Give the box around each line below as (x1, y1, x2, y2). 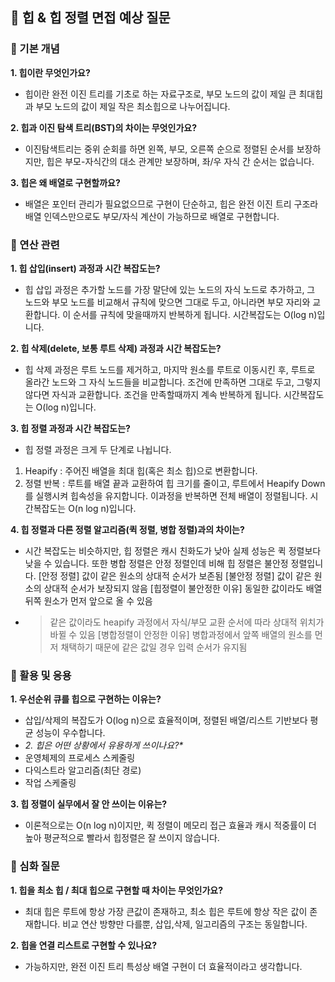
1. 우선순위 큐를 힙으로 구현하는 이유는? (10, 693, 162, 705)
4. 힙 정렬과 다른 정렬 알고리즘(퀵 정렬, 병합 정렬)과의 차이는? (10, 523, 245, 535)
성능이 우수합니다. (35, 727, 106, 739)
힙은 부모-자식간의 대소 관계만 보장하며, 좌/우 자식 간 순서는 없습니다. (46, 155, 315, 167)
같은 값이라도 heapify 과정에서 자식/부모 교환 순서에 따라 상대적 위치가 (49, 616, 325, 628)
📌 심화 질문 (10, 859, 60, 873)
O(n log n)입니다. (68, 502, 137, 514)
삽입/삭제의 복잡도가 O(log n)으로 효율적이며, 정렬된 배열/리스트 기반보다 (24, 714, 308, 727)
